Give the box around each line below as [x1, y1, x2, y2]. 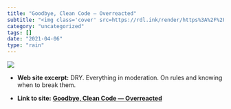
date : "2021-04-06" [7, 36, 63, 43]
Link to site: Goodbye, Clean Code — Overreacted [16, 94, 163, 102]
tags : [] [7, 29, 32, 36]
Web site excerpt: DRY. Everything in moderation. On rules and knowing [16, 73, 223, 82]
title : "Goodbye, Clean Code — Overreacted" [7, 10, 137, 17]
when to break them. [16, 81, 76, 89]
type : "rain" [7, 42, 45, 49]
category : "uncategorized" [7, 23, 85, 29]
